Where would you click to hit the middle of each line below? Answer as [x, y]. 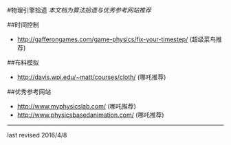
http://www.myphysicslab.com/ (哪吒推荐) [76, 106]
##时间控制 [23, 25]
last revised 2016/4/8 [37, 135]
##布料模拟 [23, 63]
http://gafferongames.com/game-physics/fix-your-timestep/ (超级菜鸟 [117, 39]
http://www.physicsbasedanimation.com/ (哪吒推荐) [90, 115]
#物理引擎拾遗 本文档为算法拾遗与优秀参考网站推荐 [79, 10]
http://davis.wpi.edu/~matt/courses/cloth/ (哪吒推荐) [91, 77]
